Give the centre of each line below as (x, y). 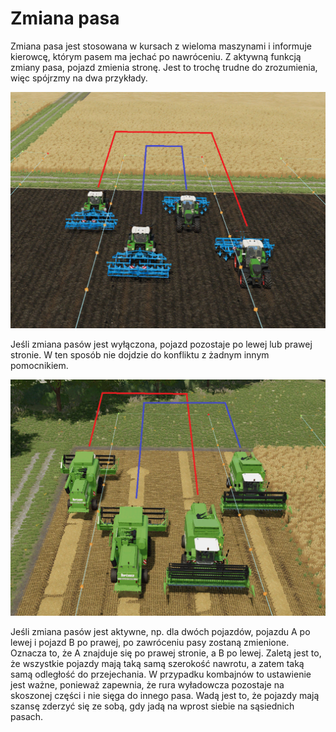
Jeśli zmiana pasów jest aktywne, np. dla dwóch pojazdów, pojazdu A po (160, 631)
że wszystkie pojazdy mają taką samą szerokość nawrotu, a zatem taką (157, 663)
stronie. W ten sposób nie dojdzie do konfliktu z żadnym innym (140, 354)
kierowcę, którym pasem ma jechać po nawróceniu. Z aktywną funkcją (156, 56)
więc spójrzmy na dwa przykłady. (79, 78)
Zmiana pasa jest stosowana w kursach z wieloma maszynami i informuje (161, 46)
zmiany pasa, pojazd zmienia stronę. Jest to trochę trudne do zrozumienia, (164, 67)
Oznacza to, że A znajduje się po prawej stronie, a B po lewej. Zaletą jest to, (166, 653)
